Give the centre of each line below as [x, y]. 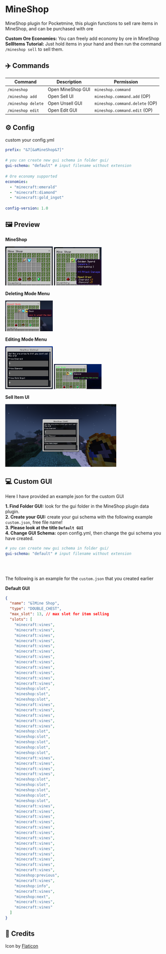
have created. [20, 538]
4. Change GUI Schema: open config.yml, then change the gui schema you [83, 533]
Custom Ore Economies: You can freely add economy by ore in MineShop [82, 38]
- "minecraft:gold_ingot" [37, 198]
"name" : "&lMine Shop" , [34, 603]
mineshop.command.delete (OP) [126, 103]
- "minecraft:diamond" [33, 192]
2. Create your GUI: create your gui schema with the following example [79, 517]
